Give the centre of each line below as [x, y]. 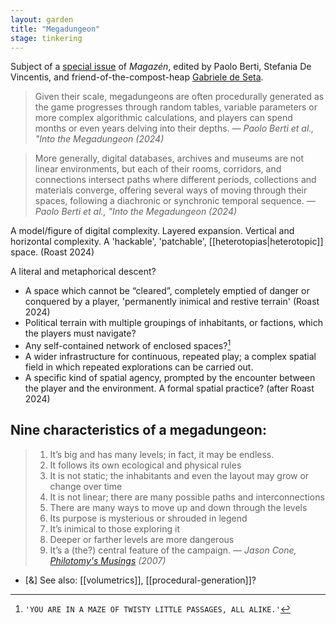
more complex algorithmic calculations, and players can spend [163, 118]
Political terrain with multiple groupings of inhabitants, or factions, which [173, 323]
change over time [86, 486]
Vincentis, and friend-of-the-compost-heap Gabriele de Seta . [137, 77]
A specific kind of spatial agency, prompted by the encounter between [170, 378]
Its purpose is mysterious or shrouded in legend [148, 518]
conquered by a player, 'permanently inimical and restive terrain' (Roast [172, 302]
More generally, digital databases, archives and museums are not [169, 158]
